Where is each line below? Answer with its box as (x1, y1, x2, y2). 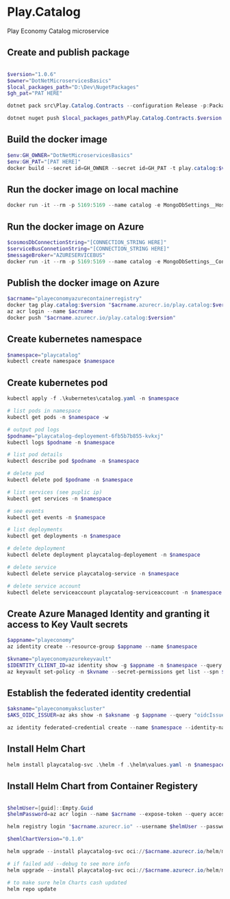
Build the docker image (7, 134, 107, 145)
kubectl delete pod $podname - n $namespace (7, 477, 133, 483)
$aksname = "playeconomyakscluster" (7, 706, 106, 712)
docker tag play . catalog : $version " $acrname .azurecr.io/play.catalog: (7, 302, 213, 309)
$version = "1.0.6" (7, 71, 57, 77)
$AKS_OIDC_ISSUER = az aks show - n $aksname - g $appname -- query (7, 712, 192, 719)
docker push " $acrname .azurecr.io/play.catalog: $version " (7, 314, 176, 321)
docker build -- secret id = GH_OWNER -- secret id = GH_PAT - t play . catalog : (7, 165, 219, 171)
